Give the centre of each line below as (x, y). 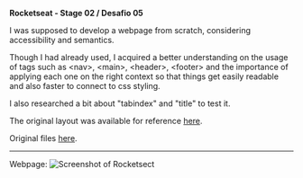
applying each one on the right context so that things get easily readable (144, 76)
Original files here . (44, 138)
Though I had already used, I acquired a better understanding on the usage (149, 57)
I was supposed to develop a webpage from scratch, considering (130, 30)
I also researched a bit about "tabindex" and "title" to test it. (120, 103)
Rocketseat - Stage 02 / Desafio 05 (77, 13)
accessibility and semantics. (62, 40)
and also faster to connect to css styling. (85, 86)
